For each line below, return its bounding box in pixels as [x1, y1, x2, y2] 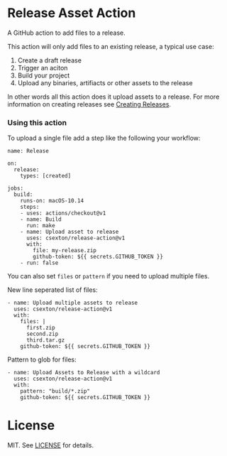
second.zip [26, 330, 59, 338]
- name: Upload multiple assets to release [7, 300, 138, 307]
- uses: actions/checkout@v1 [20, 210, 106, 217]
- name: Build [20, 216, 62, 223]
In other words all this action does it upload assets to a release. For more [7, 92, 220, 101]
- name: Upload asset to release [20, 229, 119, 236]
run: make [26, 222, 55, 229]
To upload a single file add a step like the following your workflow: [7, 134, 201, 143]
